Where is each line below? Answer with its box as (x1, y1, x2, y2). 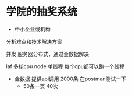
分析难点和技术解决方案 (6, 38, 62, 45)
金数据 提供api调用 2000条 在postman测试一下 (14, 75, 126, 82)
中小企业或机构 (14, 26, 51, 33)
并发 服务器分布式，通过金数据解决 (6, 50, 89, 57)
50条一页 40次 (23, 82, 58, 89)
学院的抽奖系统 (6, 5, 78, 19)
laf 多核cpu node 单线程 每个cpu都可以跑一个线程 (6, 62, 125, 70)
